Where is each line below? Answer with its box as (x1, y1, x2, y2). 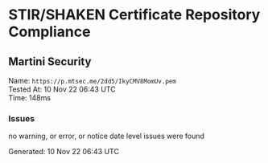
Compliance (8, 22, 91, 41)
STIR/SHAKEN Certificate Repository (8, 6, 261, 24)
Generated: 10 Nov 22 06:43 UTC (8, 147, 119, 157)
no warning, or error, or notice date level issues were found (8, 131, 205, 141)
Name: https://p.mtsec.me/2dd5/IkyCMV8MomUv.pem (8, 76, 177, 85)
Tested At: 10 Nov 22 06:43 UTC (8, 84, 116, 94)
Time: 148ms (8, 93, 51, 102)
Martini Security (8, 55, 92, 68)
